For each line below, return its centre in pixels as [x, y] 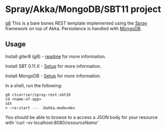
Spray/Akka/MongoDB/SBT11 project [83, 9]
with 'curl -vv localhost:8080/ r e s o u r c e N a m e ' [52, 122]
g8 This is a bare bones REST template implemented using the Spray [76, 23]
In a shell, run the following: [34, 85]
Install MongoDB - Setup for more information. [53, 76]
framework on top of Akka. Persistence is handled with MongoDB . [73, 28]
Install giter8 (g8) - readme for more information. [56, 56]
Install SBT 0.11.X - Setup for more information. [53, 66]
